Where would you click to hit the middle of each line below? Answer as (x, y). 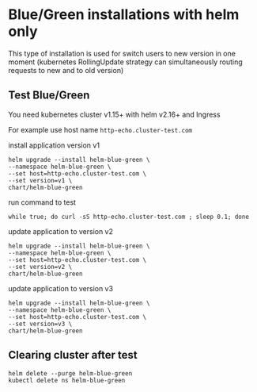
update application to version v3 (60, 288)
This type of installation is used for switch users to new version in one (122, 53)
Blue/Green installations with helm (124, 15)
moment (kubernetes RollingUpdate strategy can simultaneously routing (125, 62)
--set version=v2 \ (40, 267)
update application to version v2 (60, 231)
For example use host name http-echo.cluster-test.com (100, 129)
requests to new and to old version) (66, 70)
